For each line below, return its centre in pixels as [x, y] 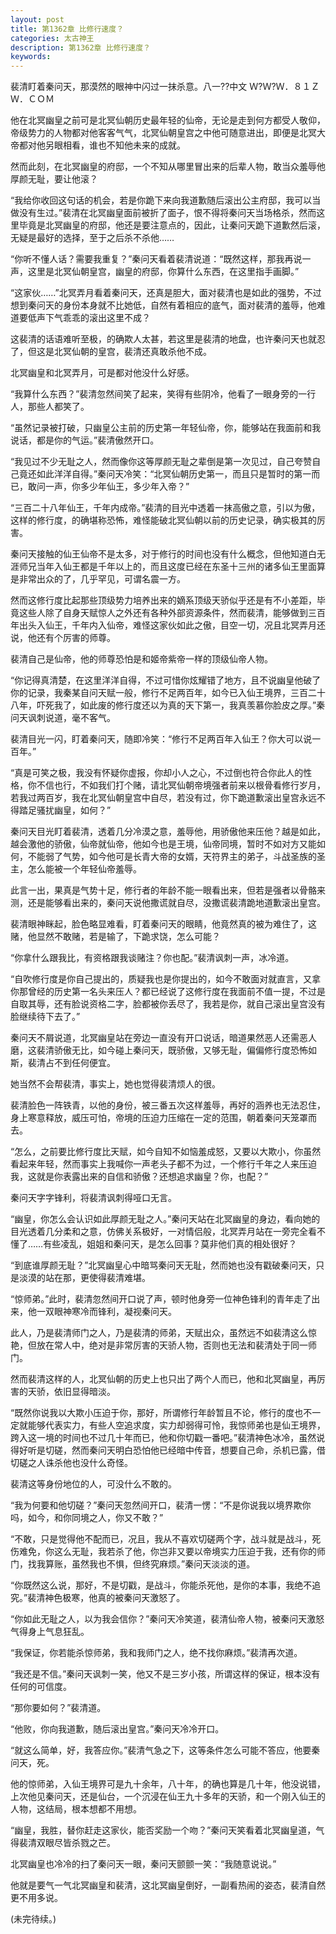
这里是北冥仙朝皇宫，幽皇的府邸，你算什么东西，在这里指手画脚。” [163, 272]
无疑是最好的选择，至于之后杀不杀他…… [92, 238]
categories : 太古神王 [52, 38]
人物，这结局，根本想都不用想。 [76, 1809]
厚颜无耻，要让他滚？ [54, 179]
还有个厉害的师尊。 [76, 638]
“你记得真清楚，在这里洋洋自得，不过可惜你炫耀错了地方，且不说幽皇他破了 [166, 680]
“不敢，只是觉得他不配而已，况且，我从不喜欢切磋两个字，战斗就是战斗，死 [166, 1539]
